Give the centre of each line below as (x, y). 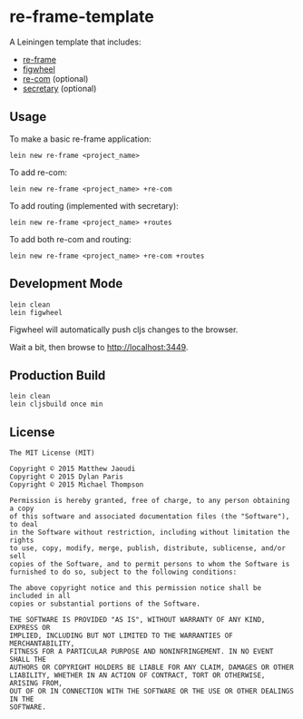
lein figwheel (36, 312)
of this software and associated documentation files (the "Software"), (150, 517)
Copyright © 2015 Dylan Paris (67, 477)
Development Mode (66, 284)
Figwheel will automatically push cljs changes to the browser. (124, 330)
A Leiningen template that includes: (75, 42)
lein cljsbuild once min (56, 404)
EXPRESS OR (30, 628)
